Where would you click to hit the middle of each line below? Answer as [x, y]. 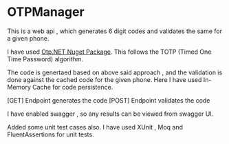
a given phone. [28, 38]
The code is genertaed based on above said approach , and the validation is [115, 72]
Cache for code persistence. [73, 87]
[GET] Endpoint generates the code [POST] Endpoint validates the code [109, 100]
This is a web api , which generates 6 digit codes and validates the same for [115, 31]
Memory [19, 87]
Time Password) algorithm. [45, 59]
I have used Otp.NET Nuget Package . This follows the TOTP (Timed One [109, 52]
